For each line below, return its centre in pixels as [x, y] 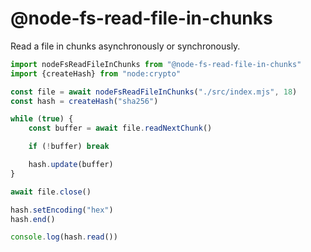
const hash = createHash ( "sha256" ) [84, 101]
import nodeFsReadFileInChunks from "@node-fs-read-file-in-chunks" [156, 64]
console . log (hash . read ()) [64, 237]
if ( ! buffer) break [69, 147]
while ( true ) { [42, 119]
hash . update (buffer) [71, 165]
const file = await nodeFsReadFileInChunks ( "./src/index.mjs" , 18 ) [154, 92]
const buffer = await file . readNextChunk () [120, 128]
